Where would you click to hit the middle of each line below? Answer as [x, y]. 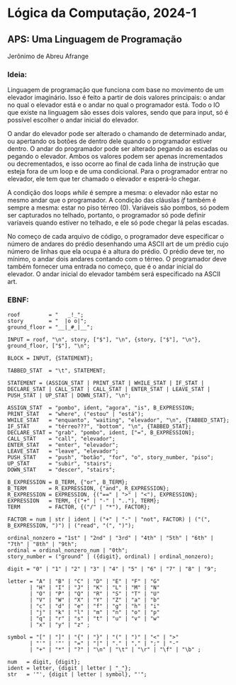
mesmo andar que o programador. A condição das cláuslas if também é [112, 200]
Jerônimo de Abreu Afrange [48, 56]
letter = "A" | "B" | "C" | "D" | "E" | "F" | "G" [84, 581]
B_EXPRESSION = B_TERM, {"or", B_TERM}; [68, 482]
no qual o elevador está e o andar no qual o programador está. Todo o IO [114, 105]
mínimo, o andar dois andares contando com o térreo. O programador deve [117, 259]
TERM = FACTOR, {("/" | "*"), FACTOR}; [79, 507]
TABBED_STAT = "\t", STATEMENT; [57, 370]
